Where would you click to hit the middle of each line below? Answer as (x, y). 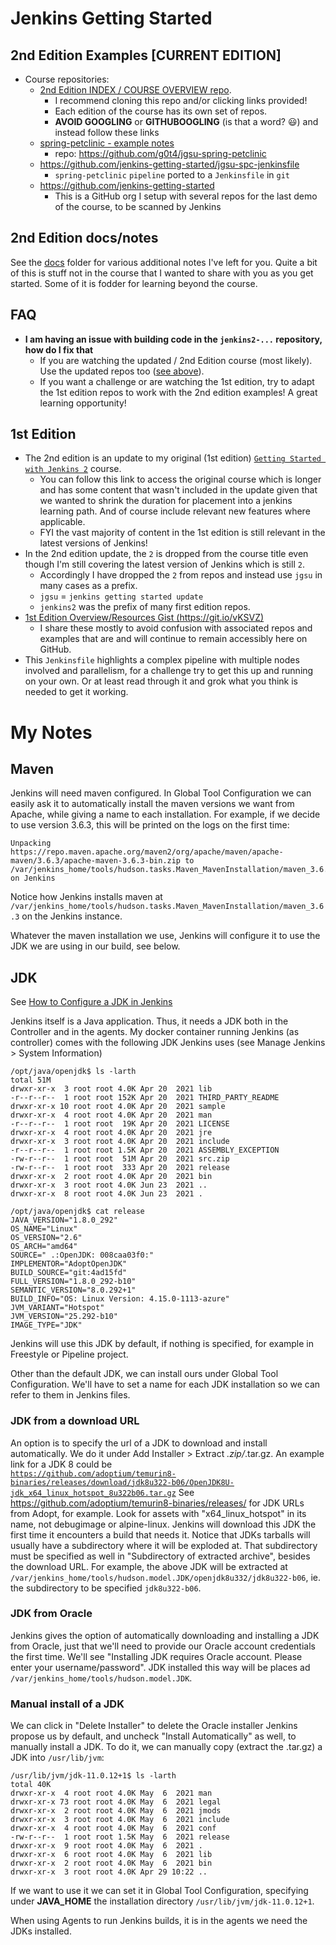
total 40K (31, 1785)
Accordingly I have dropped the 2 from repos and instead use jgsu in (181, 575)
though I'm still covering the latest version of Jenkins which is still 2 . (164, 564)
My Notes (51, 732)
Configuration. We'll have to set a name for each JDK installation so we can (165, 1384)
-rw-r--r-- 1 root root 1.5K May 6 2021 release (120, 1837)
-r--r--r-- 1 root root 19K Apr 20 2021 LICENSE (120, 1124)
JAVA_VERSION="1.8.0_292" (64, 1220)
